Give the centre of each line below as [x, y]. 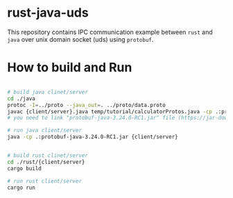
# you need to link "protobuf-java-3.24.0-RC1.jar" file [91, 118]
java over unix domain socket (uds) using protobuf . [80, 39]
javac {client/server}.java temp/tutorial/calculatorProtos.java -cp [110, 112]
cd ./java [21, 99]
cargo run [21, 188]
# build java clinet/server [48, 92]
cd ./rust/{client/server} [46, 162]
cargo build [24, 168]
